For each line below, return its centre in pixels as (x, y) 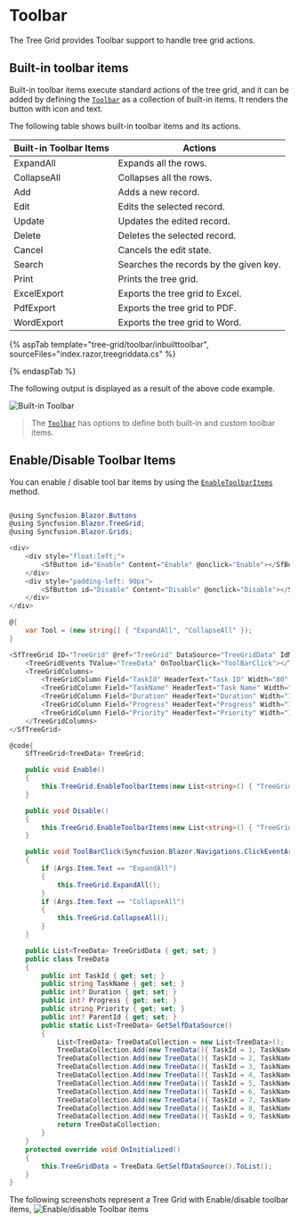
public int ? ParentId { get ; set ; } (109, 1017)
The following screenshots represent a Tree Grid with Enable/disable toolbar (149, 1200)
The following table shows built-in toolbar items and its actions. (125, 126)
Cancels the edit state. (165, 250)
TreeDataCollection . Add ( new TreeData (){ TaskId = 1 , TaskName (174, 1050)
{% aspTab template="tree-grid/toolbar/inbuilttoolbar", (109, 344)
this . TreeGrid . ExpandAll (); (109, 885)
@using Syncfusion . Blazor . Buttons (73, 515)
